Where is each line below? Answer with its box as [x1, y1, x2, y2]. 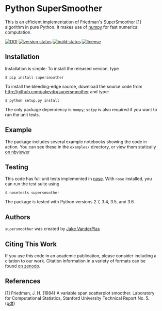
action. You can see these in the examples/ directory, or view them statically [5, 144, 156, 149]
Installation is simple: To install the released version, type [5, 65, 119, 71]
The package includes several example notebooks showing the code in [5, 139, 147, 145]
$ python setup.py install [5, 98, 60, 103]
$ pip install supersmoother [5, 75, 64, 80]
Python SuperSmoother [5, 3, 103, 14]
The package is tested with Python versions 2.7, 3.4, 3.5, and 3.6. [5, 199, 135, 205]
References [5, 277, 41, 285]
